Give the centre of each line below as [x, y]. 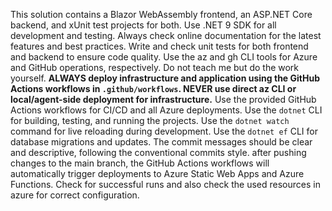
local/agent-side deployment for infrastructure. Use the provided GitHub [163, 99]
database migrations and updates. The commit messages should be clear [161, 142]
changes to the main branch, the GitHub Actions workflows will [140, 163]
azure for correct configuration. [75, 195]
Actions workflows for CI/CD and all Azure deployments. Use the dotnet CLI [166, 110]
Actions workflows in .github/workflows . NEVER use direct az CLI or [153, 88]
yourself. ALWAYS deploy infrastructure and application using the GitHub [165, 78]
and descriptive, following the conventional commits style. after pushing [158, 152]
